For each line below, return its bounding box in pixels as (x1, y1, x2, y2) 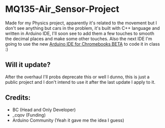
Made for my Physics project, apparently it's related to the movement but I (5, 20, 158, 26)
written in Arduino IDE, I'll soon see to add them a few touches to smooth (5, 30, 155, 36)
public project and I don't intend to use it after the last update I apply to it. (5, 79, 156, 85)
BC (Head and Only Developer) (12, 107, 76, 113)
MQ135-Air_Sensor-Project (5, 3, 119, 15)
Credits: (5, 93, 31, 102)
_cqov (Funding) (12, 112, 46, 118)
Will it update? (5, 61, 51, 69)
